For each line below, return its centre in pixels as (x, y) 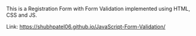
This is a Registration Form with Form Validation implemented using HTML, (98, 9)
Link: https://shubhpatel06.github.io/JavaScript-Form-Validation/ (86, 27)
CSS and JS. (22, 15)
